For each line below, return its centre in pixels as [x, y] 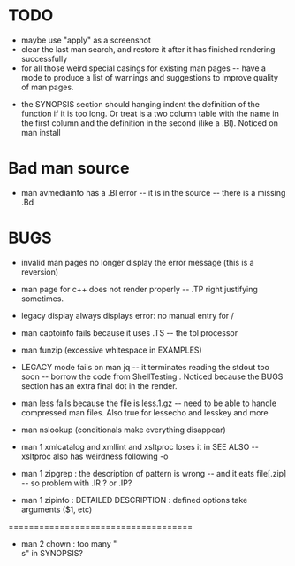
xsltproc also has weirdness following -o [95, 456]
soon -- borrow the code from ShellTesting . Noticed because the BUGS [152, 376]
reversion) [40, 272]
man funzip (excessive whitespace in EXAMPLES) [111, 350]
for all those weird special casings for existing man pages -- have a [144, 68]
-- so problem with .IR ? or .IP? [76, 483]
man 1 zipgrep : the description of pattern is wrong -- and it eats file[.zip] [154, 473]
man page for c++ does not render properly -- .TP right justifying [139, 289]
